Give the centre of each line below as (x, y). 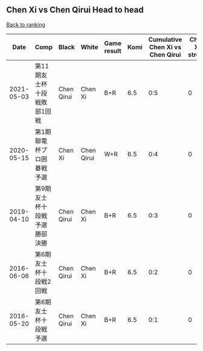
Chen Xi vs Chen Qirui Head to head (75, 10)
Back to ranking (26, 24)
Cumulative (165, 39)
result (113, 51)
